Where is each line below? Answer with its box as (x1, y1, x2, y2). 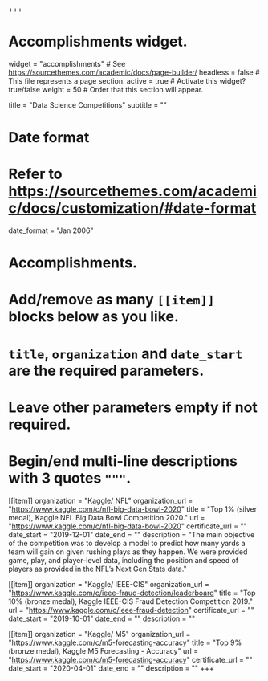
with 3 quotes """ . (8, 469, 132, 487)
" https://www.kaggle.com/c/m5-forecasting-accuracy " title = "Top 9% (8, 638, 242, 647)
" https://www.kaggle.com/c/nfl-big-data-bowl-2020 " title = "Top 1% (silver (8, 504, 258, 514)
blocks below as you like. (8, 308, 179, 326)
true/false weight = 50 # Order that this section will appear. (8, 84, 204, 94)
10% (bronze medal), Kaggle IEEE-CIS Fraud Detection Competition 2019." (8, 596, 254, 606)
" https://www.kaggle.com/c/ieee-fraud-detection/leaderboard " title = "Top (8, 588, 256, 597)
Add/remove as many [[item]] (8, 291, 215, 309)
